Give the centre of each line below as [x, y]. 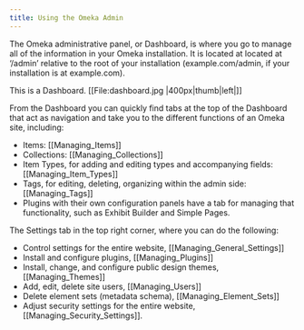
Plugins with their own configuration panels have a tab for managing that [158, 203]
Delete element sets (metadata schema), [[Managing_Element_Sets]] [151, 295]
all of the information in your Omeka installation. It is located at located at [146, 53]
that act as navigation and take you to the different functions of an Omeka [147, 117]
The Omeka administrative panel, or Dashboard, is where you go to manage [151, 44]
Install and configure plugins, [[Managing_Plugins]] [118, 257]
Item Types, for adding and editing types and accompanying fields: [148, 164]
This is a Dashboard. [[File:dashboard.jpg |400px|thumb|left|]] [126, 90]
